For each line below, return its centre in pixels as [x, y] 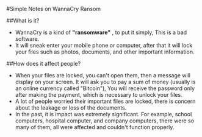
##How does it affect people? [44, 64]
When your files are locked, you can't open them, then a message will [103, 75]
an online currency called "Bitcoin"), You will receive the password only [105, 88]
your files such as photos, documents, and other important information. [105, 52]
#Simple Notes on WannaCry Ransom [54, 9]
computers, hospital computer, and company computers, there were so [104, 121]
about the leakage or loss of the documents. [71, 108]
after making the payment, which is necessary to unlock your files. [99, 95]
